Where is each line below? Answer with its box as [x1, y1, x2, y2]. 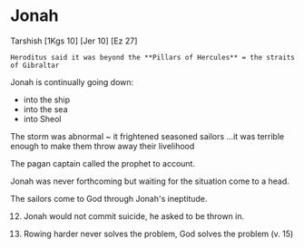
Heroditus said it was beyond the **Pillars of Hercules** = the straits [10, 52, 296, 62]
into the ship [23, 94, 71, 105]
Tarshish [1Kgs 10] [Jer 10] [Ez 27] [10, 35, 138, 46]
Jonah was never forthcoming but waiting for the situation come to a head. [10, 176, 289, 186]
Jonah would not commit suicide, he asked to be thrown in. [23, 210, 244, 222]
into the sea [23, 103, 68, 114]
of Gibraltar [10, 61, 60, 70]
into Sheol [23, 113, 62, 124]
